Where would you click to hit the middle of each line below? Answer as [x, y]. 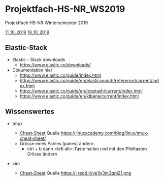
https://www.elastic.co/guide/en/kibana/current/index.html [79, 96]
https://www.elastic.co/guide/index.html [60, 75]
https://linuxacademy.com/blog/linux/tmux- [105, 133]
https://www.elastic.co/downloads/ [55, 64]
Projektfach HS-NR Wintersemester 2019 [47, 23]
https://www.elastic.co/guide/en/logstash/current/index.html [81, 91]
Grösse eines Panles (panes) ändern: [57, 143]
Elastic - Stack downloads [39, 60]
